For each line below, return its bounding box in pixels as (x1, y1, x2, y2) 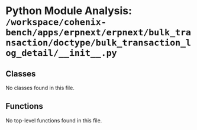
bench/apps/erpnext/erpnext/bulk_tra (5, 27, 192, 38)
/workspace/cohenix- (5, 16, 107, 28)
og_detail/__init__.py (5, 48, 117, 59)
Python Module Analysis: (5, 4, 133, 18)
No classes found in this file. (5, 84, 75, 91)
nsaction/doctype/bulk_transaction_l (5, 37, 192, 48)
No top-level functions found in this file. (5, 116, 102, 124)
